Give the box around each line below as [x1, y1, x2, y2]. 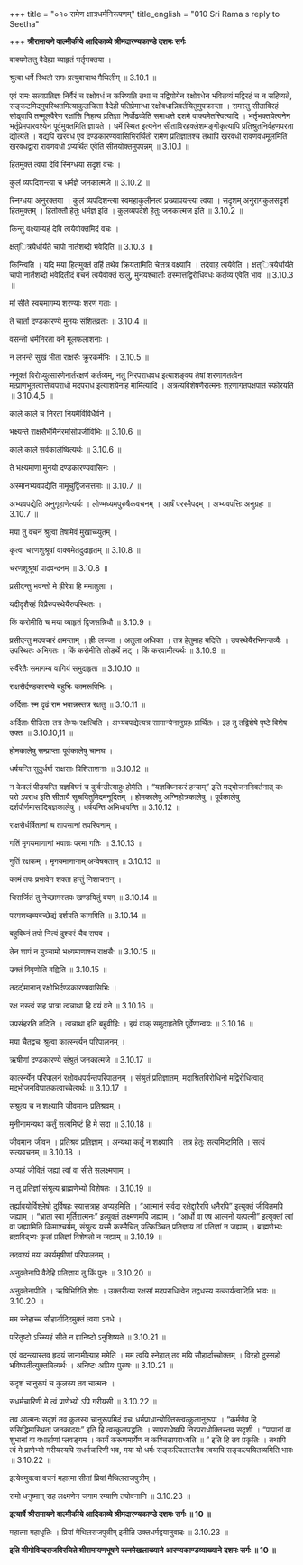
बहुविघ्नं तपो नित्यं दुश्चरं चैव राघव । [9, 928, 111, 938]
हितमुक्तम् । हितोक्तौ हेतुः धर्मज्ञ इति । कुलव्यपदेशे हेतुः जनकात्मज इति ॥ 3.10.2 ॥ [9, 206, 243, 216]
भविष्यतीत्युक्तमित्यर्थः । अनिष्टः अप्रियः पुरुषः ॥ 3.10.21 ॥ [9, 1360, 174, 1370]
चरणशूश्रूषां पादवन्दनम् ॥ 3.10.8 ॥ [9, 563, 108, 573]
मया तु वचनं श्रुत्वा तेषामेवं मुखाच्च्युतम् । [9, 527, 118, 537]
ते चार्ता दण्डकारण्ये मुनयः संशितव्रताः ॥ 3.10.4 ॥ [9, 316, 147, 327]
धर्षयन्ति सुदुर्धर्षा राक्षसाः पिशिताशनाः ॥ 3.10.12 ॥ [9, 763, 149, 774]
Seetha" [9, 19, 40, 29]
